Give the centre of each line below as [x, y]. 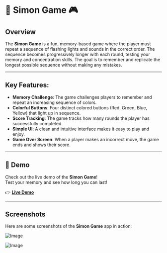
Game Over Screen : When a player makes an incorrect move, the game [85, 139]
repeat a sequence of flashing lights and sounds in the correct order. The [80, 49]
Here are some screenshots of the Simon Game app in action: [69, 226]
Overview [21, 32]
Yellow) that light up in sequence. [46, 113]
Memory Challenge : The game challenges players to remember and [82, 97]
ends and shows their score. [42, 145]
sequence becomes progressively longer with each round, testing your [78, 54]
